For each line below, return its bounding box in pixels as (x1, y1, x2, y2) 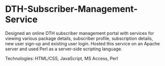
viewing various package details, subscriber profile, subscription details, (5, 35, 153, 41)
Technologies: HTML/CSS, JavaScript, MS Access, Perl (5, 55, 118, 61)
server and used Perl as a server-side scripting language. (5, 46, 122, 52)
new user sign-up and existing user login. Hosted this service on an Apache (5, 40, 160, 46)
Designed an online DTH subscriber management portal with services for (5, 30, 155, 36)
